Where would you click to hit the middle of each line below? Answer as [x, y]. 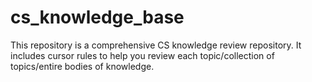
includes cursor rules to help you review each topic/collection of [142, 55]
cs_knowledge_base [97, 17]
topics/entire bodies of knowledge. [82, 66]
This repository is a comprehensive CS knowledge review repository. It [156, 45]
